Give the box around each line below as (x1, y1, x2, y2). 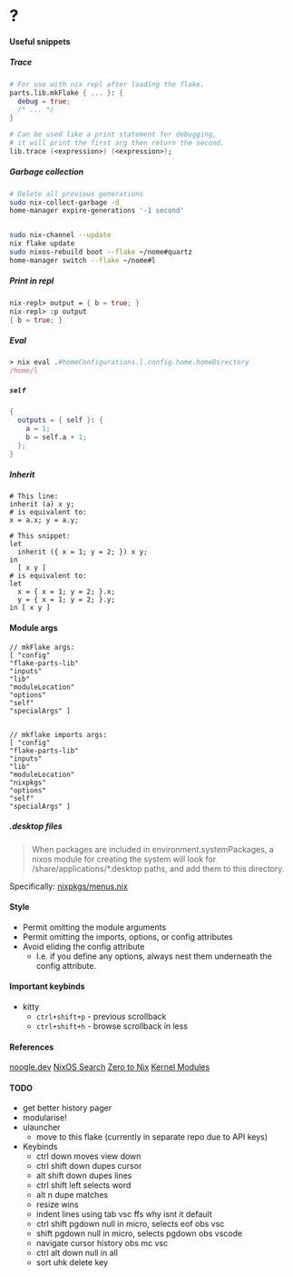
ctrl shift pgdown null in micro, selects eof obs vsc (35, 1219, 225, 1230)
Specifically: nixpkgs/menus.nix (9, 881, 129, 892)
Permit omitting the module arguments (22, 922, 167, 933)
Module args (9, 622, 58, 633)
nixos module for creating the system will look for (31, 853, 217, 864)
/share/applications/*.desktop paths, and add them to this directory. (31, 863, 285, 873)
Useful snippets (9, 35, 71, 46)
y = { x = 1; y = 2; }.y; (17, 595, 116, 604)
